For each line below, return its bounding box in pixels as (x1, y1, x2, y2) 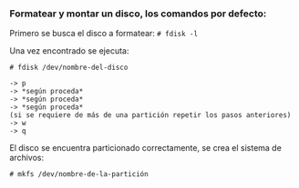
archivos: (9, 153, 44, 163)
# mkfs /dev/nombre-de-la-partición (9, 170, 149, 179)
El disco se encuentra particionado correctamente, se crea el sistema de (9, 143, 283, 153)
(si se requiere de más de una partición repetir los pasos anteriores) (9, 111, 292, 120)
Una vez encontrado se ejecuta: (9, 45, 129, 56)
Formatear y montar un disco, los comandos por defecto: (9, 7, 267, 20)
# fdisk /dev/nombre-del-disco (9, 63, 129, 73)
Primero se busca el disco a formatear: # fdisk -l (9, 28, 199, 39)
